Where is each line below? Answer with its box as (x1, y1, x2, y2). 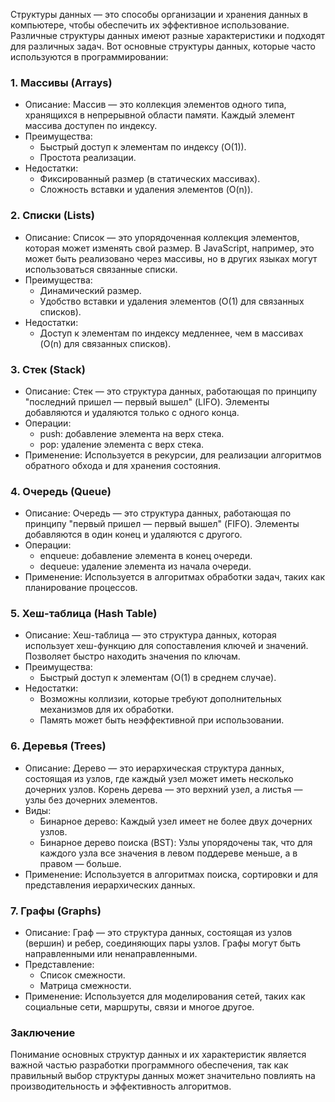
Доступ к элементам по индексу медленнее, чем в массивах (39, 327, 304, 339)
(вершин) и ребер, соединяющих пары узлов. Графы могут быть (24, 937, 302, 949)
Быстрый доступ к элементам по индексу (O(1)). (39, 141, 247, 153)
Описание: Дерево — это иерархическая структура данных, (24, 762, 285, 774)
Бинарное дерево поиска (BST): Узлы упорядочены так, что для (39, 836, 313, 848)
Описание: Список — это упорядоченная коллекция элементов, (24, 231, 300, 243)
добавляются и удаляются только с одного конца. (24, 406, 240, 418)
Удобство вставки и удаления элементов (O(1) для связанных (39, 295, 305, 307)
